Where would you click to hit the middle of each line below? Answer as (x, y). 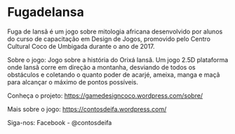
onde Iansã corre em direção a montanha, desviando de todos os (101, 67)
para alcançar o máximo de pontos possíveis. (73, 82)
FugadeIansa (46, 12)
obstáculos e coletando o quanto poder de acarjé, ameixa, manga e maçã (114, 75)
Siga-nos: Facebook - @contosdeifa (60, 122)
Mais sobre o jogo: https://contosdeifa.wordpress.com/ (87, 109)
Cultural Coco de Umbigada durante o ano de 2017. (81, 46)
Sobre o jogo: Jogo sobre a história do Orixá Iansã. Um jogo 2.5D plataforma (118, 59)
